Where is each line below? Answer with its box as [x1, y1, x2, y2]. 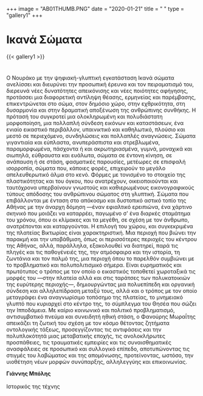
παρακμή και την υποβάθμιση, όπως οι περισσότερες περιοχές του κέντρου [6, 236, 198, 243]
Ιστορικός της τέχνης [6, 383, 60, 391]
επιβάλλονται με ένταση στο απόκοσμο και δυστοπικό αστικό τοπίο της [6, 197, 187, 204]
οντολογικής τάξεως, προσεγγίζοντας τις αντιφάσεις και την [6, 326, 162, 333]
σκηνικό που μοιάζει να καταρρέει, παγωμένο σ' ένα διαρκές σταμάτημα [6, 210, 191, 217]
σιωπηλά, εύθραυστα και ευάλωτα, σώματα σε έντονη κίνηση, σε [6, 152, 172, 159]
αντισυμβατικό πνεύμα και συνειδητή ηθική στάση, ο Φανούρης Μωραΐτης [6, 313, 196, 321]
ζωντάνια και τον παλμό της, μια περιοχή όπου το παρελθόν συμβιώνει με [6, 255, 194, 262]
